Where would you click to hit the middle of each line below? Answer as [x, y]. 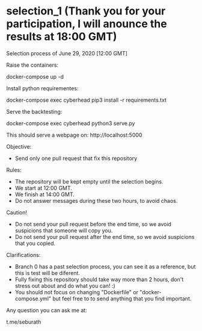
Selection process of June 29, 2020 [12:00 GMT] [67, 53]
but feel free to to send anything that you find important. [122, 299]
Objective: [19, 146]
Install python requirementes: [42, 88]
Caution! [17, 212]
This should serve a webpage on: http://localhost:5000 [74, 135]
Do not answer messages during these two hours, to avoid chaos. [96, 200]
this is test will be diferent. [47, 273]
